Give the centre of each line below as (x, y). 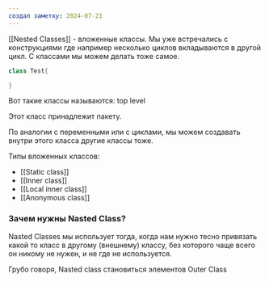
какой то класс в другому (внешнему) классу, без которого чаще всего (132, 245)
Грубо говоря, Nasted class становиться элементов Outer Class (118, 269)
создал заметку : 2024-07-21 (56, 16)
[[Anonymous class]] (55, 198)
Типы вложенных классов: (54, 156)
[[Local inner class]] (53, 189)
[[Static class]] (44, 172)
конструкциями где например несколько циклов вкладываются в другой (134, 47)
